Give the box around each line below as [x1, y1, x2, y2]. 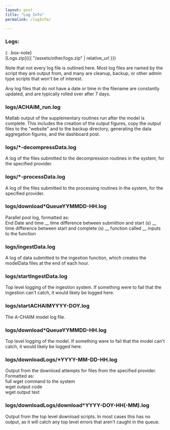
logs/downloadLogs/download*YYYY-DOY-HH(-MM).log [5, 402, 150, 409]
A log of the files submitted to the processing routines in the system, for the [5, 185, 163, 191]
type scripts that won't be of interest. [5, 76, 83, 82]
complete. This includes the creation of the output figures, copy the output [5, 120, 161, 126]
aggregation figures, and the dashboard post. [5, 131, 100, 137]
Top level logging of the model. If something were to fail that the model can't [5, 338, 165, 344]
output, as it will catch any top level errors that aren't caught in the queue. [5, 419, 160, 425]
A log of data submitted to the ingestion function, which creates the [5, 255, 146, 261]
